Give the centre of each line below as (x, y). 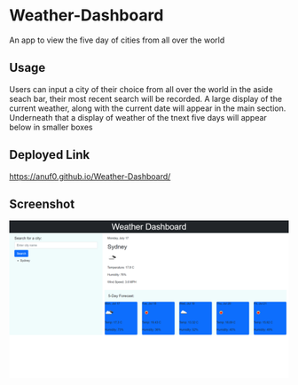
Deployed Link (50, 155)
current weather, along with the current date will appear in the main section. (148, 108)
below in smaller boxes (51, 127)
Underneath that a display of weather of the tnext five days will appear (138, 117)
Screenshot (42, 204)
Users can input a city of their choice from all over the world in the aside (141, 89)
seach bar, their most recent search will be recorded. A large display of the (145, 98)
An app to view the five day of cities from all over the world (117, 40)
